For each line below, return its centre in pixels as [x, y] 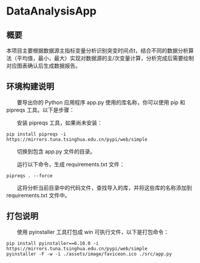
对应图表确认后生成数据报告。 [43, 66]
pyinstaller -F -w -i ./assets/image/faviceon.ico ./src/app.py [89, 254]
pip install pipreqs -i [36, 134]
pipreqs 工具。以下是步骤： [40, 109]
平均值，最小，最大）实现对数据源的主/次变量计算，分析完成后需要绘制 [105, 58]
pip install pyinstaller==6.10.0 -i [52, 243]
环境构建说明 [30, 87]
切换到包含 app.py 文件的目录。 [56, 151]
